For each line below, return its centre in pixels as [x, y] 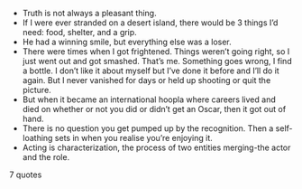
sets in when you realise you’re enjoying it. [134, 138]
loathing [37, 138]
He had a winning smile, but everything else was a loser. [127, 42]
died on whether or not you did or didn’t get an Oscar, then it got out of [154, 109]
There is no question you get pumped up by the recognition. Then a [148, 128]
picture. [37, 90]
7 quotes [26, 175]
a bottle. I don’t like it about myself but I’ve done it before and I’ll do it [151, 71]
